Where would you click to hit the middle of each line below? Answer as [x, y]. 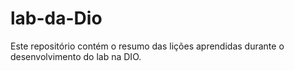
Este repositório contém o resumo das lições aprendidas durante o [147, 46]
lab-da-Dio [56, 18]
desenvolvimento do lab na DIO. [76, 56]
